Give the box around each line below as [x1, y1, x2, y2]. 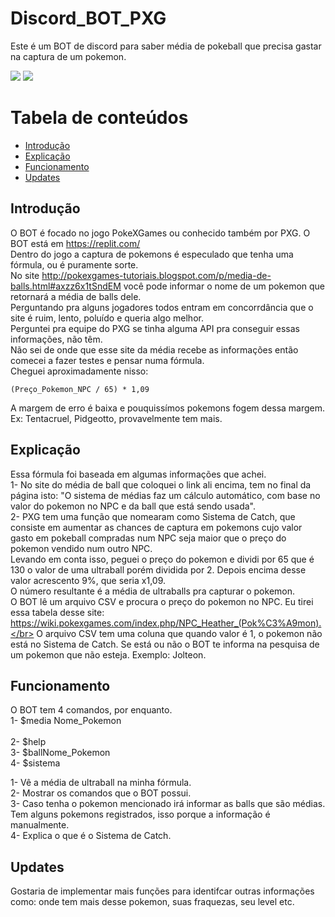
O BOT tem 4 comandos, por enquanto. [10, 704, 173, 716]
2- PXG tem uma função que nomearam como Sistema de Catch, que [10, 510, 296, 522]
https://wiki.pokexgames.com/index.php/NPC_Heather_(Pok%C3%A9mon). [10, 617, 322, 629]
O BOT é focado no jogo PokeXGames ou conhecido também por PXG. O [10, 227, 311, 239]
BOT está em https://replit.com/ [10, 237, 141, 249]
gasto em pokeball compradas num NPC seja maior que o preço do [10, 532, 287, 544]
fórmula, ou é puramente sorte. [10, 258, 139, 271]
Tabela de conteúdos [10, 107, 189, 129]
